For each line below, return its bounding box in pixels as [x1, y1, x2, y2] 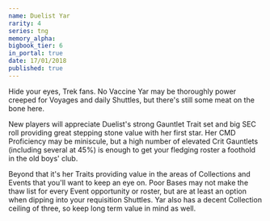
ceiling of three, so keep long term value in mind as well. [8, 203, 196, 213]
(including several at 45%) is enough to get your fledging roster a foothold [8, 144, 256, 154]
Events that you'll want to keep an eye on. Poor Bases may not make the [8, 177, 249, 187]
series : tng [8, 27, 49, 35]
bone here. [8, 103, 45, 113]
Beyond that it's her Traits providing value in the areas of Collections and [8, 169, 251, 178]
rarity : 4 [8, 19, 42, 27]
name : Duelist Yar [8, 11, 70, 20]
